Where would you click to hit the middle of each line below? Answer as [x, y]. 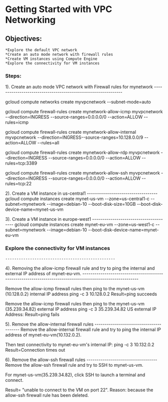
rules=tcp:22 [18, 184]
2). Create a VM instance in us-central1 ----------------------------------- [81, 193]
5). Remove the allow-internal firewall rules [49, 324]
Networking [31, 20]
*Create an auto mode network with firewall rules [59, 54]
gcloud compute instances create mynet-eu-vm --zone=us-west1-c [84, 224]
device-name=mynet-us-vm [34, 209]
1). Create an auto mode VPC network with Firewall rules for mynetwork [79, 87]
